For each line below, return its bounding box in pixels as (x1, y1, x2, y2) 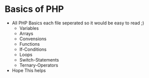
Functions (19, 41, 40, 47)
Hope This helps (11, 67, 46, 73)
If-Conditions (19, 46, 47, 52)
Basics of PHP (4, 3, 64, 15)
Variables (19, 25, 39, 31)
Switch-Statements (19, 57, 59, 63)
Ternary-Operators (19, 62, 58, 68)
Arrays (19, 30, 33, 36)
